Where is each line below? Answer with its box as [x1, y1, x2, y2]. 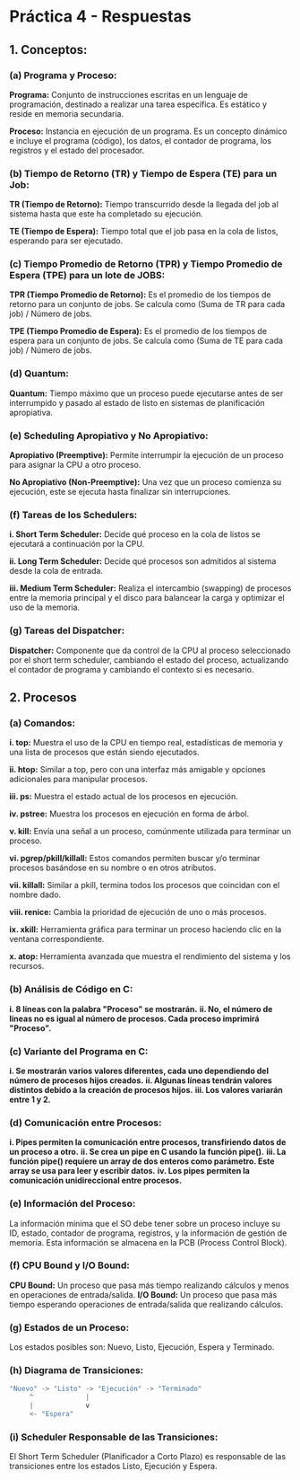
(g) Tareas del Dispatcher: [9, 624, 125, 637]
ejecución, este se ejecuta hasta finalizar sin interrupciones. [9, 487, 231, 498]
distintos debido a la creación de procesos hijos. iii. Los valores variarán [9, 1084, 284, 1095]
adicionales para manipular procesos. [9, 774, 148, 785]
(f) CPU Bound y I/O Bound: [9, 1259, 130, 1272]
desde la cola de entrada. [9, 566, 103, 577]
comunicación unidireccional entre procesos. [9, 1175, 182, 1186]
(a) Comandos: [9, 717, 76, 729]
